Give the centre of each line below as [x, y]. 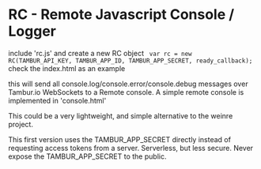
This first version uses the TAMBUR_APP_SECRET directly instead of [120, 139]
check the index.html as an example [67, 68]
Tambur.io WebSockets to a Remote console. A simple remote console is [126, 92]
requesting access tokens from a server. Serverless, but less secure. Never [131, 148]
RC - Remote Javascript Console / [121, 15]
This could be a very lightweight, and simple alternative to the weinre [121, 115]
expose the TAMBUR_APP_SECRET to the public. [87, 156]
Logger [32, 31]
